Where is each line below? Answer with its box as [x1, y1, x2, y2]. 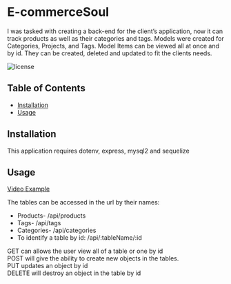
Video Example [7, 184, 50, 193]
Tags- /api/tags [17, 219, 61, 227]
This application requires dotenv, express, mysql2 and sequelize [7, 146, 190, 155]
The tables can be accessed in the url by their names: [7, 198, 160, 207]
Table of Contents [7, 82, 86, 94]
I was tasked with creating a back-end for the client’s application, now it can [7, 27, 223, 35]
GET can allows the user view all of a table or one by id [7, 247, 163, 256]
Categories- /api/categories [17, 226, 97, 235]
